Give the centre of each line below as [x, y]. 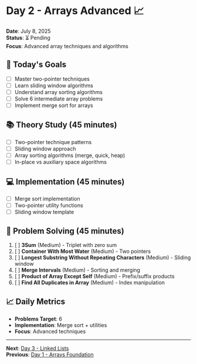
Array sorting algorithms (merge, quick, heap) [70, 155]
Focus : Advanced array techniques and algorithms [67, 46]
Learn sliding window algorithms [54, 85]
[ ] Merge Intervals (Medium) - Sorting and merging [77, 270]
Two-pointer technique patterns [53, 142]
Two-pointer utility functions [49, 205]
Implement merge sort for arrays [54, 105]
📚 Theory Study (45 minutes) [62, 125]
